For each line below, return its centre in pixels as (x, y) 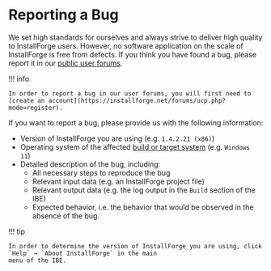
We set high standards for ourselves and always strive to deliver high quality (135, 37)
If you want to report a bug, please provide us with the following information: (136, 122)
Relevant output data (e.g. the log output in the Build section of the (144, 190)
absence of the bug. (66, 215)
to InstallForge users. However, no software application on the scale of (126, 45)
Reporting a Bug (64, 15)
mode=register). (36, 108)
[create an (27, 100)
